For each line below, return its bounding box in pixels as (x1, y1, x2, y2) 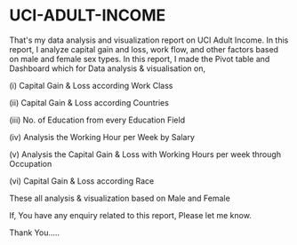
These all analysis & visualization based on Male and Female (9, 193, 231, 203)
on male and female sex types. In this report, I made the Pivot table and (9, 53, 270, 64)
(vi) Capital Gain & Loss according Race (9, 175, 155, 186)
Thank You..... (9, 227, 60, 238)
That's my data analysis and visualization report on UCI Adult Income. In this (9, 35, 289, 45)
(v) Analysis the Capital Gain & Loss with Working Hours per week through (9, 148, 282, 160)
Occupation (9, 158, 52, 169)
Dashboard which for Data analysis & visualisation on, (9, 63, 206, 74)
